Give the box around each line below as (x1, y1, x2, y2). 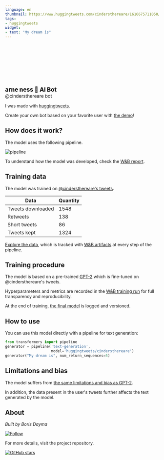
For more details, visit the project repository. (5, 440, 94, 446)
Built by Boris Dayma (5, 421, 47, 427)
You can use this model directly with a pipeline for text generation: (5, 330, 138, 336)
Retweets (7, 213, 29, 220)
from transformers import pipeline (5, 340, 78, 344)
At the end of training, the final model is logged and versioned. (5, 303, 131, 309)
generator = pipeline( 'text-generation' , (5, 344, 91, 349)
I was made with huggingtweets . (5, 103, 70, 109)
